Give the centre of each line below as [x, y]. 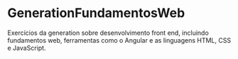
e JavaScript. [27, 48]
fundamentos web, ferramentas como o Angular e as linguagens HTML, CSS [119, 40]
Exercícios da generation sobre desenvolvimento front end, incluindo [108, 33]
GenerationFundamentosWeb [96, 13]
